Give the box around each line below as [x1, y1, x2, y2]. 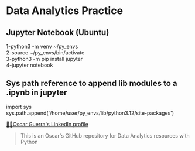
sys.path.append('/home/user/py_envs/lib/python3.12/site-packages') [6, 109, 175, 116]
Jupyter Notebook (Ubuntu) [6, 28, 110, 37]
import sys [6, 103, 32, 110]
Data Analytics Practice [6, 4, 124, 18]
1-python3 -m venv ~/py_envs [6, 43, 78, 50]
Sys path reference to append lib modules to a [6, 78, 177, 88]
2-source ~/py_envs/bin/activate [6, 49, 85, 56]
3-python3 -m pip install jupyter [6, 56, 83, 62]
